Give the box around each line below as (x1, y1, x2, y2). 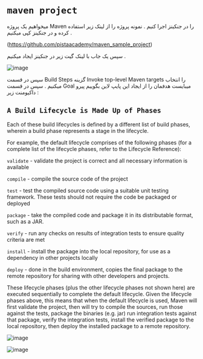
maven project (7, 5, 78, 16)
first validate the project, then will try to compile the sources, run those (7, 303, 183, 310)
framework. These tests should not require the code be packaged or (7, 193, 177, 201)
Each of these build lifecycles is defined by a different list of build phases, (7, 120, 190, 128)
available (7, 163, 30, 170)
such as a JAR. (7, 218, 44, 225)
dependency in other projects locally (7, 254, 98, 261)
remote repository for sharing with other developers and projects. (7, 272, 170, 279)
